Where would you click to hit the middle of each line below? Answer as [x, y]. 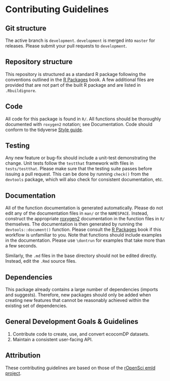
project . [13, 373]
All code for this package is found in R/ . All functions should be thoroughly [83, 119]
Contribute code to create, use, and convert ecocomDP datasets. [81, 334]
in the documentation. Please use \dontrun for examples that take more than [85, 240]
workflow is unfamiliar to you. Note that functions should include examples [83, 235]
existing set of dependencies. [36, 306]
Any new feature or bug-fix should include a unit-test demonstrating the [81, 158]
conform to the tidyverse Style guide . [44, 130]
